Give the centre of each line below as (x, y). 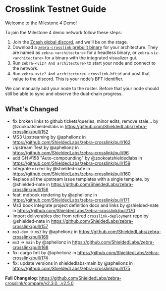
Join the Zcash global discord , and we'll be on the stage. (70, 42)
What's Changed (32, 109)
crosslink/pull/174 (30, 258)
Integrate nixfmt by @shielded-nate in (51, 168)
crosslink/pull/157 (30, 226)
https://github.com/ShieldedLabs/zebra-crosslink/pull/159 (71, 163)
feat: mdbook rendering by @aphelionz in (55, 194)
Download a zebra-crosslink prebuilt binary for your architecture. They (85, 47)
